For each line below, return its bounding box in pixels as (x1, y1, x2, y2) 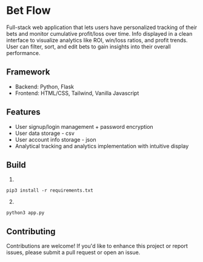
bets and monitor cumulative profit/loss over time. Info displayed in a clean (6, 30, 193, 37)
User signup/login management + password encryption (15, 123, 153, 130)
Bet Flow (6, 4, 51, 18)
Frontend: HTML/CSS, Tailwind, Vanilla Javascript (15, 89, 139, 97)
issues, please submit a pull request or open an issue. (6, 249, 141, 256)
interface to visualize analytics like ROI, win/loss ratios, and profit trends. (6, 36, 188, 44)
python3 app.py (6, 210, 45, 216)
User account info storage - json (15, 136, 96, 143)
